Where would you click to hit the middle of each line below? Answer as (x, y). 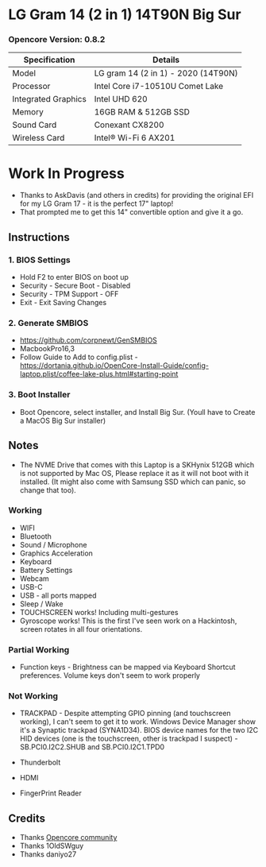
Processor (31, 87)
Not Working (33, 696)
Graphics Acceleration (56, 553)
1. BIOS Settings (39, 260)
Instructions (39, 237)
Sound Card (35, 125)
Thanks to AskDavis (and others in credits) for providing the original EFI (137, 195)
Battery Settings (46, 570)
